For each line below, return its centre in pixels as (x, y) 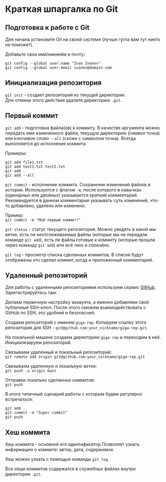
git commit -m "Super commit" (36, 413)
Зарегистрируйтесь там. (31, 293)
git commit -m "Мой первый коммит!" (43, 220)
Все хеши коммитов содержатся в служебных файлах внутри (71, 469)
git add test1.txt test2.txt (35, 167)
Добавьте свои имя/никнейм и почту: (45, 54)
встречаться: (19, 399)
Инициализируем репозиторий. (38, 343)
